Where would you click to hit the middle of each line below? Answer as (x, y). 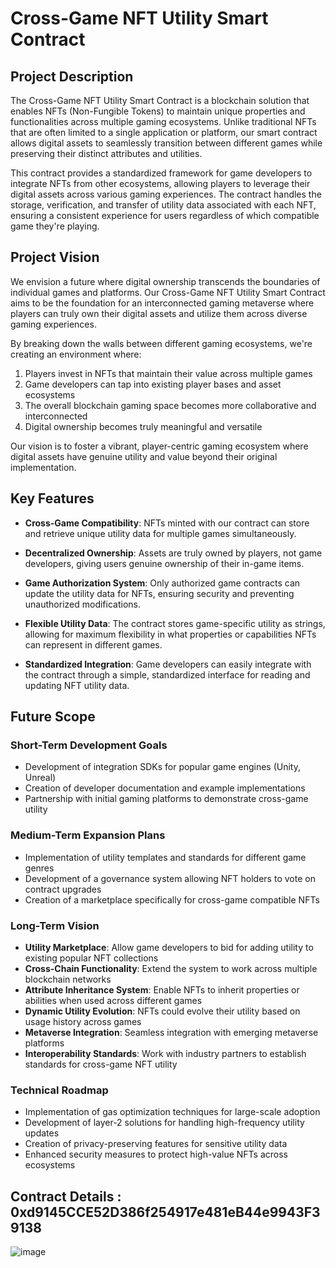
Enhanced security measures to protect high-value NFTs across (156, 1154)
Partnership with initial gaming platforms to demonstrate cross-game (166, 799)
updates (42, 1133)
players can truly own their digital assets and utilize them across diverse (159, 313)
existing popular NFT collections (91, 958)
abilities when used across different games (113, 1000)
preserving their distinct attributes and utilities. (106, 153)
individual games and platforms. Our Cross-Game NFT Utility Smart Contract (168, 292)
